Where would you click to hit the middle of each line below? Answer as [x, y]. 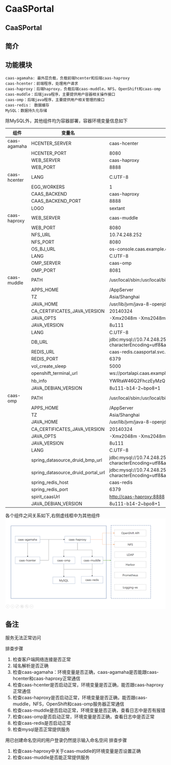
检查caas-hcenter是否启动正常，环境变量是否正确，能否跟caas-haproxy [88, 685]
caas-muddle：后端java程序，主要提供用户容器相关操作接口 [60, 94]
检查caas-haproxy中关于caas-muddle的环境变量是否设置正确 [77, 751]
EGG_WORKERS [48, 187]
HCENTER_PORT [49, 153]
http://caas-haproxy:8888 [137, 497]
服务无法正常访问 [23, 638]
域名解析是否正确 [31, 666]
